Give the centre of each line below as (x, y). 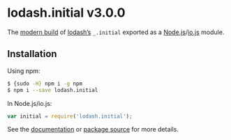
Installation (32, 54)
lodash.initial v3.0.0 (66, 13)
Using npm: (24, 70)
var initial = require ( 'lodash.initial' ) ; (70, 116)
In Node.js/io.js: (30, 103)
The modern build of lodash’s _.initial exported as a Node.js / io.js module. (116, 32)
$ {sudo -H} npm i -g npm (45, 84)
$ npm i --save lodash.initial (53, 90)
